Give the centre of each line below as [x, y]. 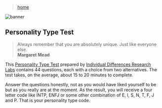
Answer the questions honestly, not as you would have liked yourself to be [81, 84]
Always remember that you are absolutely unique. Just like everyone [87, 44]
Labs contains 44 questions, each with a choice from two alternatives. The [81, 69]
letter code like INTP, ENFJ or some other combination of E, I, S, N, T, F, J [80, 95]
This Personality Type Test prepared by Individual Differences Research [78, 64]
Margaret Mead [33, 54]
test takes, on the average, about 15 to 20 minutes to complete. [69, 75]
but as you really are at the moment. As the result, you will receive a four [79, 90]
